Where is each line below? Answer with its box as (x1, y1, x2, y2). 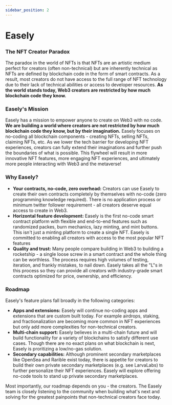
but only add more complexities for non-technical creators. (12, 324, 137, 330)
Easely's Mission (5, 105, 49, 113)
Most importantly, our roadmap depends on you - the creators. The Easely (5, 383, 162, 389)
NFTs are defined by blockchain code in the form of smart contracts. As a (5, 71, 160, 77)
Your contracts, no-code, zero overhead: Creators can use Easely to (12, 185, 160, 191)
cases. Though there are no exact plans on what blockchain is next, (12, 340, 156, 346)
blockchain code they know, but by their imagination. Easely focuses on (5, 128, 160, 134)
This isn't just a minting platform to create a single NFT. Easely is (12, 229, 149, 235)
